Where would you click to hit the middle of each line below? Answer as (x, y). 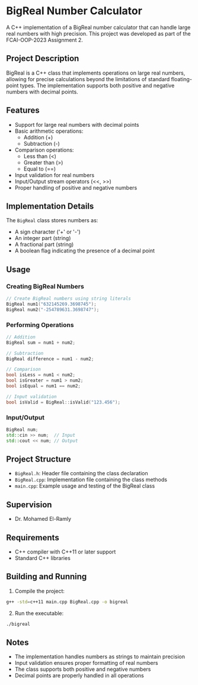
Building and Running (47, 577)
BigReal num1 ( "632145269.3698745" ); (51, 304)
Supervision (29, 505)
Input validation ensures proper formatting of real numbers (86, 663)
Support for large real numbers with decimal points (77, 124)
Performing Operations (40, 325)
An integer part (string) (43, 238)
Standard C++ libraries (43, 558)
